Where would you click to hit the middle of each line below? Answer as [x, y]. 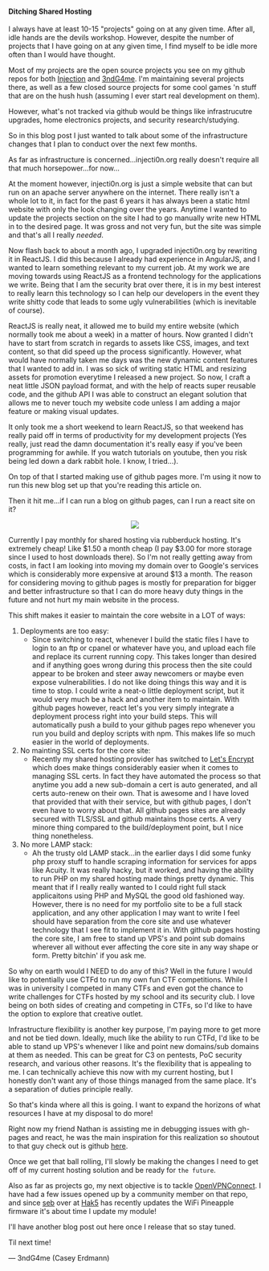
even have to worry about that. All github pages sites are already [139, 810]
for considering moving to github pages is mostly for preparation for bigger [132, 583]
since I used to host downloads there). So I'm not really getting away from [130, 557]
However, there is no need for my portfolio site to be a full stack [137, 904]
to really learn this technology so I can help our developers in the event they [134, 293]
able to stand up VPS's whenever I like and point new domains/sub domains [134, 1047]
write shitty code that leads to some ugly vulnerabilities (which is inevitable [132, 302]
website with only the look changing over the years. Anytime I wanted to [128, 210]
